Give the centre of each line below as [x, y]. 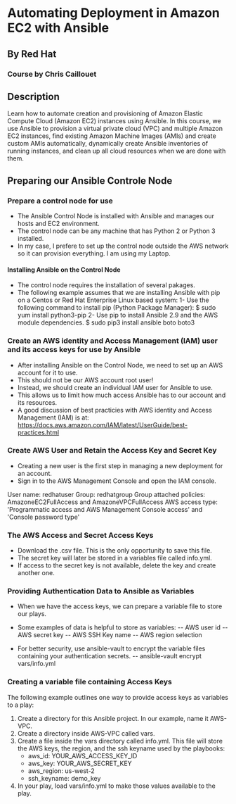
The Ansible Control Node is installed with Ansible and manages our [116, 216]
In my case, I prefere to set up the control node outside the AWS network [123, 246]
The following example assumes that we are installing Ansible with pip [119, 293]
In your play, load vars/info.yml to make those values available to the [116, 786]
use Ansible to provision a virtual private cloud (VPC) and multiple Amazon [115, 129]
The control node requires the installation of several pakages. [106, 285]
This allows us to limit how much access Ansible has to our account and [122, 395]
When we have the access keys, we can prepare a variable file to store [120, 606]
